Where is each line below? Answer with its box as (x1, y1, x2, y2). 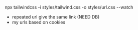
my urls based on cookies (12, 19, 66, 25)
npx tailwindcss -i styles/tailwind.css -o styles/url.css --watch (5, 4, 133, 10)
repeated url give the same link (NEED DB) (12, 14, 100, 19)
